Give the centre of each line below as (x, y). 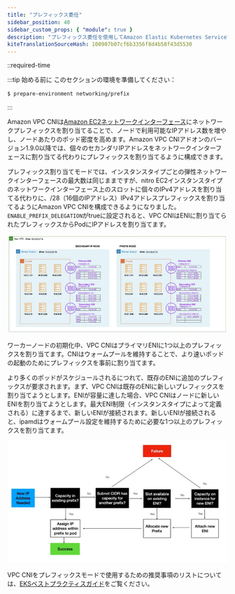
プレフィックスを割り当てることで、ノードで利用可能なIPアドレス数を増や (120, 130)
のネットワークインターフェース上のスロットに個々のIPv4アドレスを (106, 189)
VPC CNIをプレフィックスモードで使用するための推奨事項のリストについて (115, 574)
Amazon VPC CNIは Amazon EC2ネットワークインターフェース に (100, 122)
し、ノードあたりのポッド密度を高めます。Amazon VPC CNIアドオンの (109, 139)
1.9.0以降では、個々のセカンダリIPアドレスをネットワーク (109, 148)
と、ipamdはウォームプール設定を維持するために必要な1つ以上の (100, 421)
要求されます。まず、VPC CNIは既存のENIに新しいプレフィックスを (128, 386)
